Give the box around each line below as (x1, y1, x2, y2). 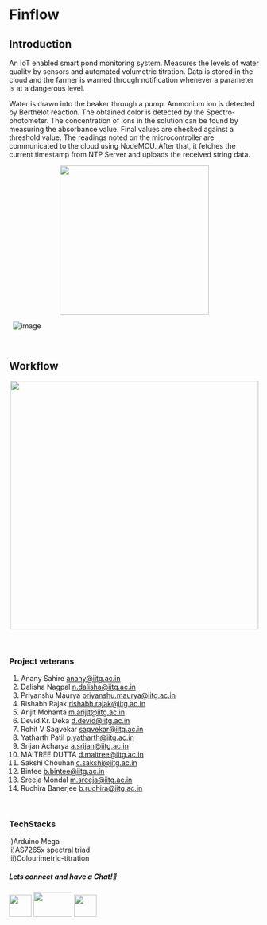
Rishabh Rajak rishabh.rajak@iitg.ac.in (20, 699, 146, 709)
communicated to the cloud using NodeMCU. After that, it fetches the (9, 141, 237, 150)
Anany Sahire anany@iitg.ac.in (20, 674, 121, 683)
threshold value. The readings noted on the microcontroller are (9, 133, 215, 142)
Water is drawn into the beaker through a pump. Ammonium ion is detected (9, 99, 255, 108)
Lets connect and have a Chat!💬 (9, 872, 118, 881)
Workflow (9, 359, 59, 373)
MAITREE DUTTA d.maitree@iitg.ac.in (20, 749, 144, 760)
